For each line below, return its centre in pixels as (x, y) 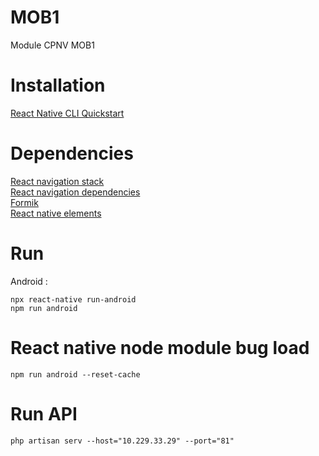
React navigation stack (57, 181)
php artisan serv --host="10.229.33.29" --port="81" (122, 441)
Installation (58, 85)
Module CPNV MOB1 (52, 45)
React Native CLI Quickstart (67, 113)
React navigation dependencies (75, 192)
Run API (44, 413)
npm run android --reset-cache (75, 374)
